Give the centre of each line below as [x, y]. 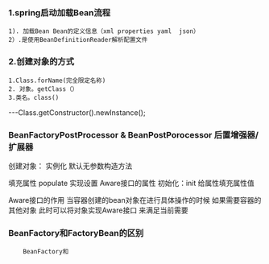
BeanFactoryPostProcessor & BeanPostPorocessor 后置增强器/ [134, 134]
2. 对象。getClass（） [43, 89]
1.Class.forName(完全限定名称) [57, 80]
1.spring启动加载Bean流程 [60, 12]
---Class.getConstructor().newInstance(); [77, 112]
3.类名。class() [34, 97]
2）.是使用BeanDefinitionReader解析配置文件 [78, 40]
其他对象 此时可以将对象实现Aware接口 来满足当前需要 [99, 210]
